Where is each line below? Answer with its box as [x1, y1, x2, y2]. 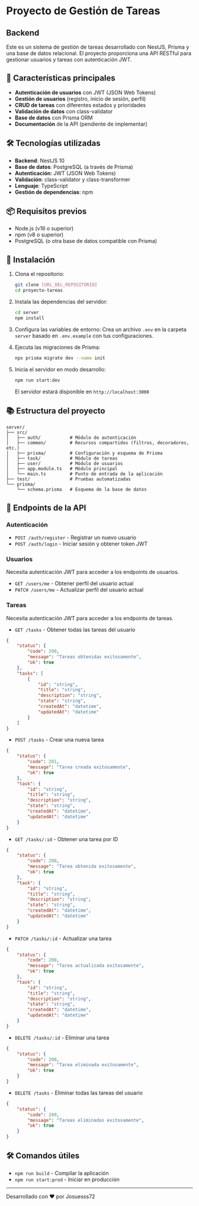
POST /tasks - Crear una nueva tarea [14, 736, 104, 743]
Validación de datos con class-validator [14, 108, 113, 115]
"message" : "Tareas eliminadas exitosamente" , [27, 1117, 145, 1123]
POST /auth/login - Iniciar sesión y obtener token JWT [14, 540, 148, 547]
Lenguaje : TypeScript [14, 182, 68, 189]
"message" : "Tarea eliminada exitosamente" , [27, 1062, 139, 1068]
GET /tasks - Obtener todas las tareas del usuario [14, 626, 136, 633]
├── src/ [6, 429, 28, 436]
